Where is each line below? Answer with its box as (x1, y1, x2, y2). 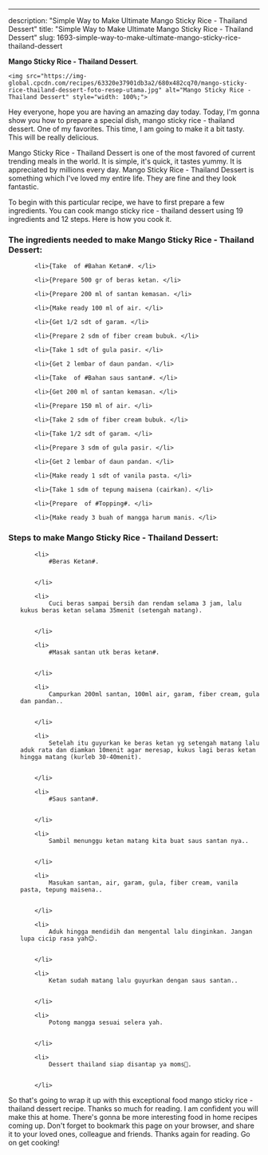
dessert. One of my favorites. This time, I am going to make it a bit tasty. (8, 125, 245, 133)
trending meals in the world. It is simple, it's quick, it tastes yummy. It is (8, 156, 242, 166)
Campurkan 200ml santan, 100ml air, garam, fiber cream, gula (49, 690, 260, 698)
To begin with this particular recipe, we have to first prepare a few (8, 197, 225, 207)
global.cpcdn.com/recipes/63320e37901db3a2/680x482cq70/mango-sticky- (8, 79, 248, 87)
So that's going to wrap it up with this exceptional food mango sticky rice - (8, 1095, 254, 1105)
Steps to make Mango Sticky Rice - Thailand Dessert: (8, 532, 219, 544)
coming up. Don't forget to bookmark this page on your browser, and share (8, 1121, 255, 1130)
